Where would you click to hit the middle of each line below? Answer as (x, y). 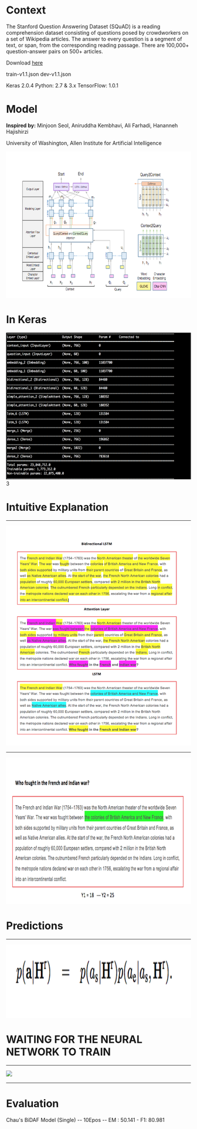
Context (26, 10)
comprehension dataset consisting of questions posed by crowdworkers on (97, 32)
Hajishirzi (17, 131)
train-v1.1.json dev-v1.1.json (39, 74)
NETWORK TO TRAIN (59, 1052)
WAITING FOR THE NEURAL (74, 1039)
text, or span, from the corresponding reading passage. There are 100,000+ (98, 45)
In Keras (26, 320)
